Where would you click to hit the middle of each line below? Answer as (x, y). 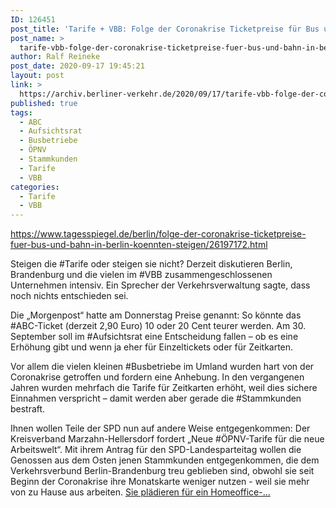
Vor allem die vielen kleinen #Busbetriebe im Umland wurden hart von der (162, 367)
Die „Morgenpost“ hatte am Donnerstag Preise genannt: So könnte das (156, 315)
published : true (44, 103)
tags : (21, 112)
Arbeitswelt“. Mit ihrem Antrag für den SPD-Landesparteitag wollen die (156, 450)
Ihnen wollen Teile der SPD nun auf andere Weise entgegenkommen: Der (160, 428)
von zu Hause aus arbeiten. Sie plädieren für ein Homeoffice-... (140, 492)
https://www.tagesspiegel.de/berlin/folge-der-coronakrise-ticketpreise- (158, 234)
